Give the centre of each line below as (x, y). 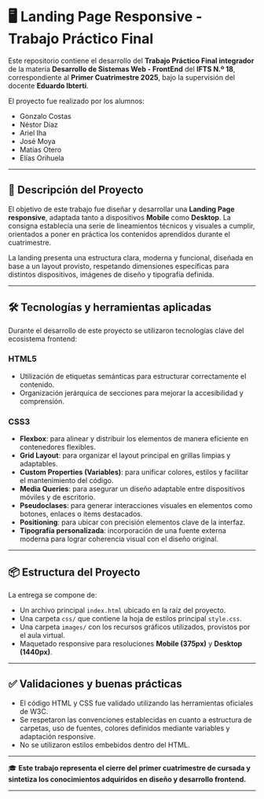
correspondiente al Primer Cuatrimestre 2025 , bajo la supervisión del (122, 77)
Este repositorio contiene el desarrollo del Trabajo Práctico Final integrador (131, 61)
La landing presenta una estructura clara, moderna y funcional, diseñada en (131, 257)
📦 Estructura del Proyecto (74, 572)
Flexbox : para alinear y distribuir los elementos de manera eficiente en (134, 439)
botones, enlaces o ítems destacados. (81, 514)
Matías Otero (40, 149)
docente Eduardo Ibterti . (48, 86)
